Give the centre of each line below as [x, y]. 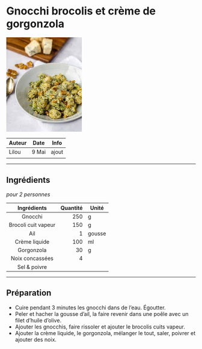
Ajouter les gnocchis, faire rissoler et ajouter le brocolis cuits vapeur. [100, 327]
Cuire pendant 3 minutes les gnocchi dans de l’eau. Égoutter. [90, 307]
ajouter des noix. [36, 339]
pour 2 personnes [28, 194]
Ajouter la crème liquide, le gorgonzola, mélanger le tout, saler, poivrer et [105, 333]
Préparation [29, 293]
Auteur [18, 143]
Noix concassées [32, 258]
